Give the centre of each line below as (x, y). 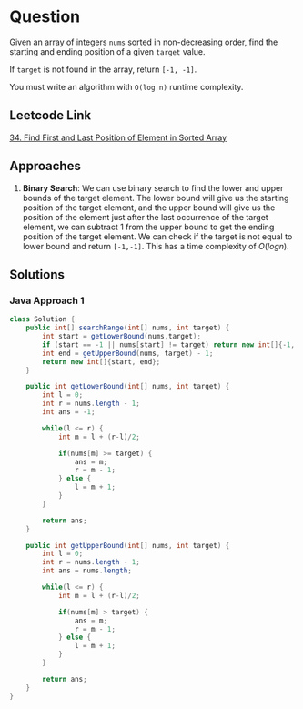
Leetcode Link (50, 116)
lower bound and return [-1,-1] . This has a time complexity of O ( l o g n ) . (156, 246)
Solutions (37, 274)
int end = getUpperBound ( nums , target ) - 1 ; (128, 353)
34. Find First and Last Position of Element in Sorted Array (118, 137)
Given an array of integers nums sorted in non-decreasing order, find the (144, 42)
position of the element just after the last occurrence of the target (145, 217)
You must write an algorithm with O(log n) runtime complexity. (126, 86)
